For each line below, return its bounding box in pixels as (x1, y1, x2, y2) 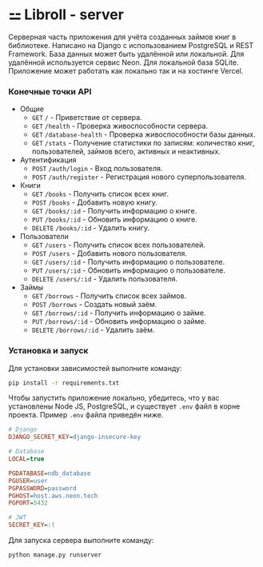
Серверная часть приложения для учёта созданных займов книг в (8, 32, 237, 42)
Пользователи (19, 232, 70, 242)
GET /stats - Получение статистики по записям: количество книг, (31, 138, 255, 148)
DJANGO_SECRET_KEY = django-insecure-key (8, 433, 141, 441)
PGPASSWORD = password (8, 484, 78, 493)
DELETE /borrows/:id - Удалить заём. (31, 325, 155, 335)
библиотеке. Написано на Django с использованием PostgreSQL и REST (8, 40, 254, 50)
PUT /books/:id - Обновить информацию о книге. (31, 214, 197, 225)
